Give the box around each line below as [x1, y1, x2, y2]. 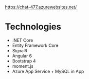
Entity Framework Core [12, 42, 58, 48]
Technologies [5, 21, 62, 32]
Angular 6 [12, 53, 32, 59]
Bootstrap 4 [12, 58, 36, 64]
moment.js [12, 63, 34, 69]
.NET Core [12, 37, 33, 43]
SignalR [12, 47, 28, 53]
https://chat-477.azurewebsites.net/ [5, 4, 77, 10]
